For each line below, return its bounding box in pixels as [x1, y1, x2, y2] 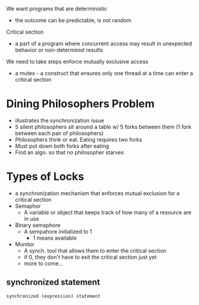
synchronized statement [6, 277, 100, 288]
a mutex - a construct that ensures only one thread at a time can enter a [14, 70, 194, 77]
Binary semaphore [14, 222, 61, 229]
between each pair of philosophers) [14, 129, 104, 137]
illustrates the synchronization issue [14, 116, 104, 124]
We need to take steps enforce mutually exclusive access [6, 58, 148, 65]
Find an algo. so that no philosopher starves [14, 148, 124, 156]
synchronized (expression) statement [6, 293, 101, 299]
